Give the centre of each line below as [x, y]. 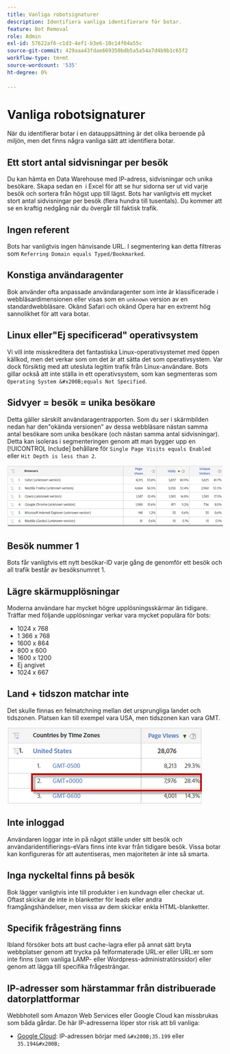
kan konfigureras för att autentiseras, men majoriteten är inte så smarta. [108, 854]
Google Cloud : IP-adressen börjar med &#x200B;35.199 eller [101, 1036]
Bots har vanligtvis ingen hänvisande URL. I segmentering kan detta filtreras [114, 247]
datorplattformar [43, 999]
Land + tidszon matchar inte [68, 694]
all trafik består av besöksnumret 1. [56, 570]
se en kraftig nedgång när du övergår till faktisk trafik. [83, 208]
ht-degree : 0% [27, 72]
